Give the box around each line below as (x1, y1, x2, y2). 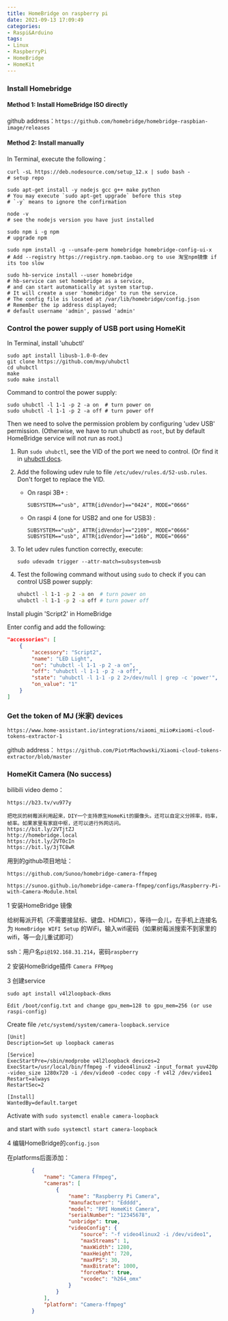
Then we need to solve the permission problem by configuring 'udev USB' (7, 419, 216, 428)
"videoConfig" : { (68, 1224, 117, 1232)
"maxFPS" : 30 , (80, 1257, 121, 1263)
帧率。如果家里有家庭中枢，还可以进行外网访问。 (7, 820, 124, 827)
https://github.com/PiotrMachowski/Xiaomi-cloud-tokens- (57, 748, 223, 754)
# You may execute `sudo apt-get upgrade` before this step (7, 193, 182, 199)
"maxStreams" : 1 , (80, 1237, 130, 1244)
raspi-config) (7, 1009, 48, 1015)
